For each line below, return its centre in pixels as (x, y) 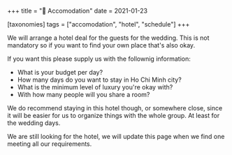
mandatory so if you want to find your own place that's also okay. (101, 45)
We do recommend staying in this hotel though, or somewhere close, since (115, 108)
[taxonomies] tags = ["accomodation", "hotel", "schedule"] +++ (99, 24)
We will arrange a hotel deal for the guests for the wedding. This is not (108, 38)
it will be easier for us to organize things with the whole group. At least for (114, 116)
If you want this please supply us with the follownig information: (99, 59)
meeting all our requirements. (50, 144)
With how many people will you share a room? (84, 95)
